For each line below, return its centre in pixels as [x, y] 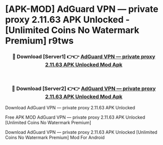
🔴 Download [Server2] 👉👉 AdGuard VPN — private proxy [84, 89]
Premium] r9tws [39, 41]
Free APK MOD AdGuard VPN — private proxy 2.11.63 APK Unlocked [75, 117]
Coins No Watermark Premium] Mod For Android [55, 137]
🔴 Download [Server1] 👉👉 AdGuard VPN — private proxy [84, 57]
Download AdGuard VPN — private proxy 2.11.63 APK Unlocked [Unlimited [81, 132]
